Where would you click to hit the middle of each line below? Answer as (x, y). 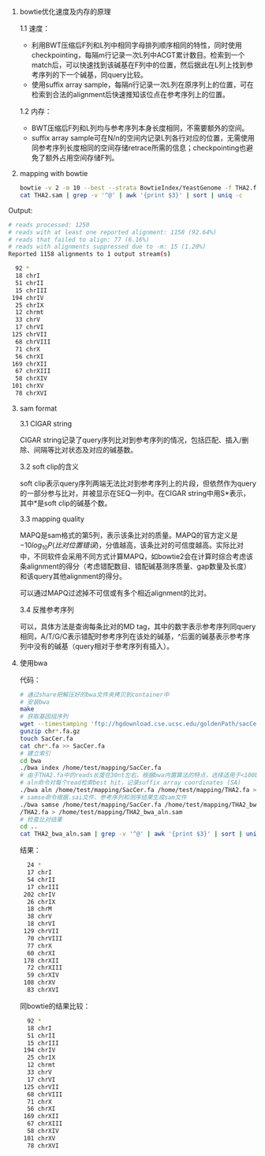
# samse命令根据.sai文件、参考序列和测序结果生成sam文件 (103, 797)
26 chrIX (41, 902)
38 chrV (40, 917)
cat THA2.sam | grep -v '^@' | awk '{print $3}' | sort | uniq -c (131, 195)
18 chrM (40, 909)
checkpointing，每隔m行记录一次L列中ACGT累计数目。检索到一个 (138, 55)
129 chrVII (41, 931)
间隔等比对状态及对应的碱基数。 (86, 449)
